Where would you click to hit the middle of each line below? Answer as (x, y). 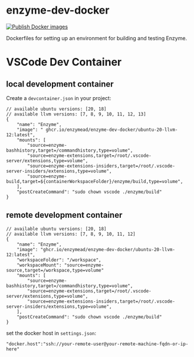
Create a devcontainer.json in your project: (59, 98)
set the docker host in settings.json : (51, 333)
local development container (60, 84)
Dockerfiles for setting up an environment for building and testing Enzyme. (97, 38)
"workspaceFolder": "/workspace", (59, 260)
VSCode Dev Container (64, 62)
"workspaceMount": (39, 265)
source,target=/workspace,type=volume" (55, 270)
